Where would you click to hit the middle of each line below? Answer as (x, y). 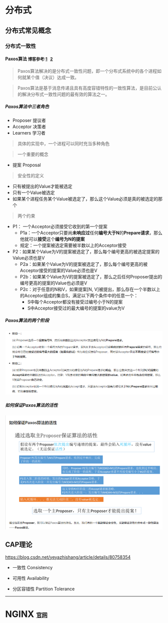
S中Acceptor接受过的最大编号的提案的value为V (76, 308)
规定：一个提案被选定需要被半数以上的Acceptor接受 (73, 245)
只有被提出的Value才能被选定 (42, 186)
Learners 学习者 (29, 133)
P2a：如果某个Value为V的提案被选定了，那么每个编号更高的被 (84, 264)
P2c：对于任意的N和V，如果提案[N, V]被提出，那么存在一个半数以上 (90, 289)
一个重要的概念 (33, 154)
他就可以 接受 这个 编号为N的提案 (52, 239)
